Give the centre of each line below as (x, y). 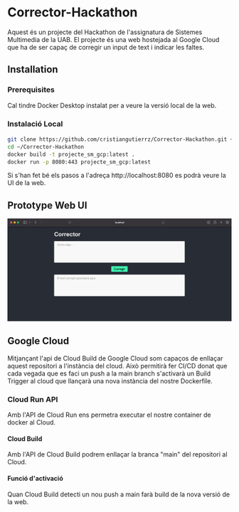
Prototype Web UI (47, 205)
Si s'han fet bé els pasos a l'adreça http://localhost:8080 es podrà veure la (117, 176)
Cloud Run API (33, 399)
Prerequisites (31, 90)
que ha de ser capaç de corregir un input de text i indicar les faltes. (106, 47)
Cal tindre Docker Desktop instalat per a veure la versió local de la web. (112, 105)
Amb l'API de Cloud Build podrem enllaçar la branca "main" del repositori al (117, 454)
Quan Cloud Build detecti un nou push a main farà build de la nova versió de (118, 494)
